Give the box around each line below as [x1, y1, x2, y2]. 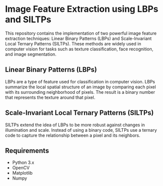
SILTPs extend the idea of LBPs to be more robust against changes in [5, 122, 145, 128]
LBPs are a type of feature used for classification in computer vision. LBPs [5, 78, 156, 84]
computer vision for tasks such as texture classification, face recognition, [5, 46, 154, 52]
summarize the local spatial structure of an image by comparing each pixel [5, 84, 156, 90]
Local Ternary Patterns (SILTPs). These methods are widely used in [5, 40, 141, 46]
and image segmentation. [5, 51, 56, 57]
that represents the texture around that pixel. [5, 94, 96, 100]
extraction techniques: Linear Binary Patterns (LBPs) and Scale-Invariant [5, 36, 152, 41]
